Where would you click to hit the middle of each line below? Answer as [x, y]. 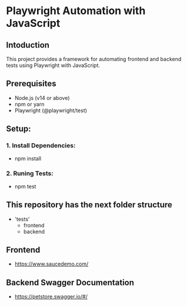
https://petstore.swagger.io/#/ [51, 297]
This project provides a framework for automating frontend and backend [94, 59]
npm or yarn [29, 104]
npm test [25, 186]
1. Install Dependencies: [41, 146]
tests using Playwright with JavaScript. [53, 65]
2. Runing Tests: [30, 173]
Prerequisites [31, 84]
